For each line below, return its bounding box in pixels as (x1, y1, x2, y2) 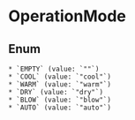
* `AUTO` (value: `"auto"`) (8, 103, 112, 112)
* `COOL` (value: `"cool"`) (8, 72, 112, 81)
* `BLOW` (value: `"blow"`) (8, 95, 112, 104)
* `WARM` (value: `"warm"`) (8, 80, 112, 89)
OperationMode (8, 6, 127, 26)
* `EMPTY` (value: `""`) (8, 64, 100, 73)
